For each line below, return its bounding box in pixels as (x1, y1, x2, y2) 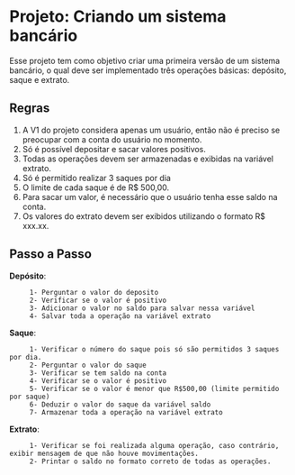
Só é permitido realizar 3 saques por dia (22, 172, 171, 183)
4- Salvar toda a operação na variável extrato (29, 311, 211, 321)
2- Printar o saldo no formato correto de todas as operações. (29, 457, 272, 466)
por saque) (9, 392, 50, 401)
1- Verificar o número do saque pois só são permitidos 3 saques (29, 344, 280, 353)
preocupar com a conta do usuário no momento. (22, 133, 202, 145)
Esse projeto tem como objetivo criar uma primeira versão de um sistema (9, 55, 281, 66)
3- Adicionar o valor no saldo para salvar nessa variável (29, 304, 255, 313)
